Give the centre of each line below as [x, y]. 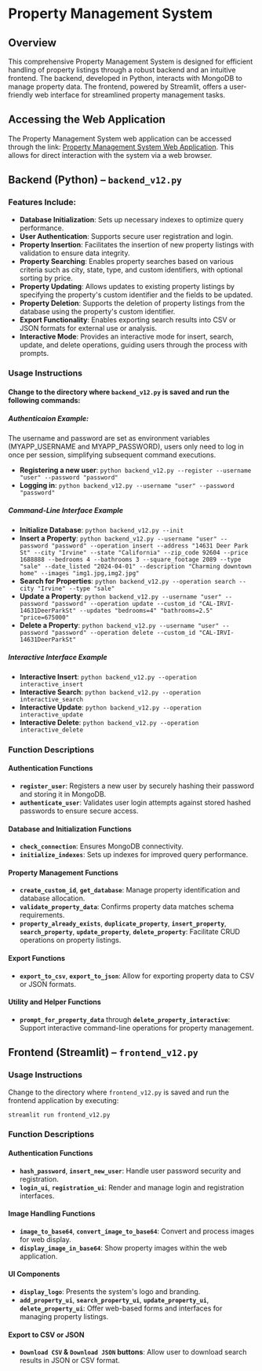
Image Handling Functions [52, 1214]
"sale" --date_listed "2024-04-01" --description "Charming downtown [136, 566]
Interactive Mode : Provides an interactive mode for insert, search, [126, 336]
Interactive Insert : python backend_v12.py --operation [108, 676]
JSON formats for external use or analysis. [88, 328]
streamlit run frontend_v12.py [59, 1115]
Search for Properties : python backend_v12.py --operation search [127, 581]
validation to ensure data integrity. [75, 253]
